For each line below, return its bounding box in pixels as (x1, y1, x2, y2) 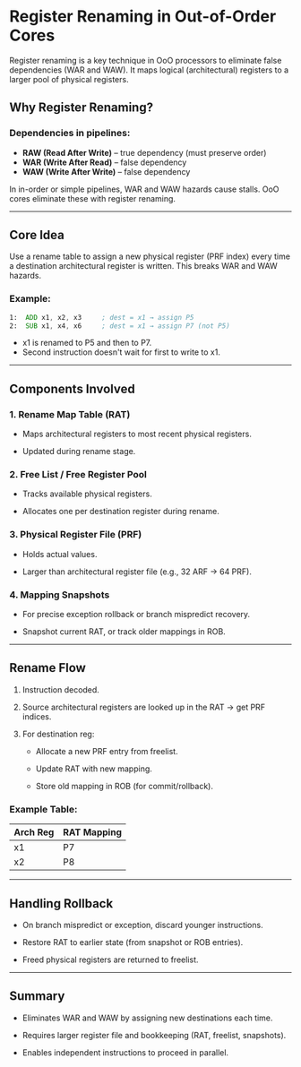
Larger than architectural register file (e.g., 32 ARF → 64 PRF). (21, 566, 253, 577)
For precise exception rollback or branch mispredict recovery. (21, 609, 251, 620)
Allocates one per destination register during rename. (21, 506, 219, 517)
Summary (9, 988, 65, 1004)
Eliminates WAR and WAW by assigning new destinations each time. (21, 1012, 273, 1023)
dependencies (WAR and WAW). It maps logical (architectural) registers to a (9, 65, 289, 75)
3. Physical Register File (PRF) (9, 529, 142, 541)
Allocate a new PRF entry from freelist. (35, 745, 178, 756)
